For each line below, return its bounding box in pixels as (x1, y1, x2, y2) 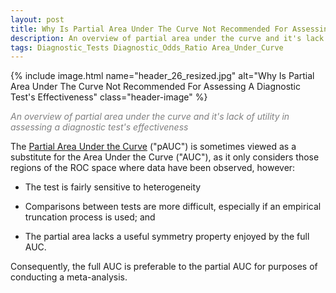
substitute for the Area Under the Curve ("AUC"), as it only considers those (10, 151, 320, 163)
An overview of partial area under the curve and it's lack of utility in (10, 111, 290, 123)
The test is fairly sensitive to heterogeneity (24, 181, 202, 193)
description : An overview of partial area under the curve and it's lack (10, 33, 325, 43)
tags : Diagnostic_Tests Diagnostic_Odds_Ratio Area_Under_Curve (10, 42, 284, 53)
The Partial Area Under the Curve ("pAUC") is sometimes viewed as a (10, 141, 297, 153)
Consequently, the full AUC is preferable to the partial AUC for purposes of (10, 261, 318, 273)
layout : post (10, 14, 65, 25)
